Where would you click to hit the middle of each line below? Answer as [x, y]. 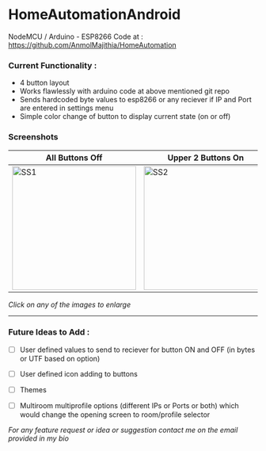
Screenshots [33, 137]
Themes [33, 389]
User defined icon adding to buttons [79, 373]
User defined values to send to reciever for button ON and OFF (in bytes [137, 350]
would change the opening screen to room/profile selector [115, 415]
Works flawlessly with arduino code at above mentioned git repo [125, 91]
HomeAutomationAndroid [95, 15]
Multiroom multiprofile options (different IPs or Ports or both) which [129, 406]
